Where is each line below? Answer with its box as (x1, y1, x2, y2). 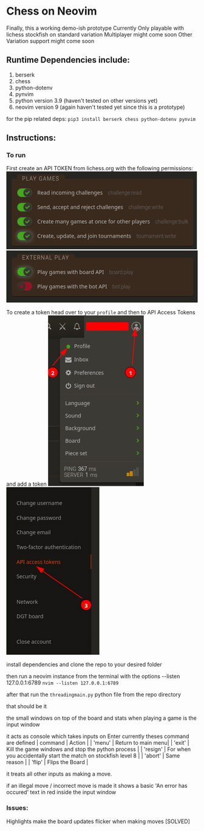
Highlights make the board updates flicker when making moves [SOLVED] (6, 818, 190, 825)
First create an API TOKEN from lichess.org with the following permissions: (6, 165, 193, 172)
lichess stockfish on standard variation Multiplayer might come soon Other (6, 30, 192, 38)
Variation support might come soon (6, 37, 95, 44)
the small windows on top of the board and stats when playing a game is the (6, 714, 197, 722)
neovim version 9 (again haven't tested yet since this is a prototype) (15, 103, 185, 111)
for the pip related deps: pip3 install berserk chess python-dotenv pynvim (6, 115, 196, 122)
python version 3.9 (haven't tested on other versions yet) (15, 97, 158, 104)
